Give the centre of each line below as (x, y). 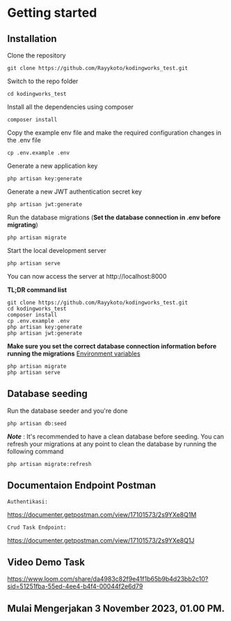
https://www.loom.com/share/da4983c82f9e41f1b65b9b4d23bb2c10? (108, 579)
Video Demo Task (46, 563)
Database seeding (48, 394)
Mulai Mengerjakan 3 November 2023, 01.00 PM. (116, 608)
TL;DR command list (37, 290)
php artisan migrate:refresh (49, 464)
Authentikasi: (28, 502)
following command (35, 451)
